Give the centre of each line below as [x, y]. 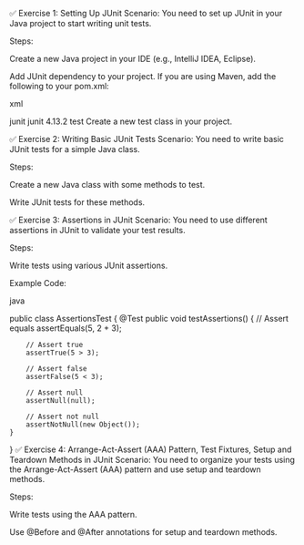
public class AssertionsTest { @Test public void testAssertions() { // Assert [149, 319]
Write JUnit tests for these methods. [77, 202]
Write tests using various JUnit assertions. [89, 265]
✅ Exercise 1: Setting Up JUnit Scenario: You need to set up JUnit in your [146, 13]
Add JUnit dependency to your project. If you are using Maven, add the [143, 76]
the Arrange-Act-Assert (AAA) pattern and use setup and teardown [135, 469]
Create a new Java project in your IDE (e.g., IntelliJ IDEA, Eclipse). [133, 59]
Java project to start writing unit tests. [81, 23]
